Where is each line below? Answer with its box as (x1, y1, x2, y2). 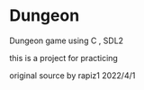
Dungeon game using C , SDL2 (9, 35, 124, 46)
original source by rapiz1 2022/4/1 (9, 69, 136, 81)
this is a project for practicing (9, 52, 119, 63)
